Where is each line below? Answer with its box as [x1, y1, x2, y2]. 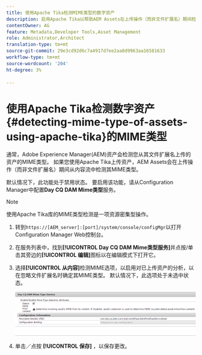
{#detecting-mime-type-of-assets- [6, 115, 188, 129]
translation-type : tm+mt [6, 42, 69, 48]
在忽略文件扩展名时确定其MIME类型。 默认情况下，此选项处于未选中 [14, 272, 184, 279]
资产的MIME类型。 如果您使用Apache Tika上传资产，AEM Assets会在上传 [6, 159, 188, 166]
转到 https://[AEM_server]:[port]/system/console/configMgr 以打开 [14, 224, 182, 231]
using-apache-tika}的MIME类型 [6, 130, 167, 143]
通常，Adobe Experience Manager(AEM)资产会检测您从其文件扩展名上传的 [6, 151, 191, 158]
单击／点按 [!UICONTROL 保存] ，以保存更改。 [14, 342, 130, 350]
